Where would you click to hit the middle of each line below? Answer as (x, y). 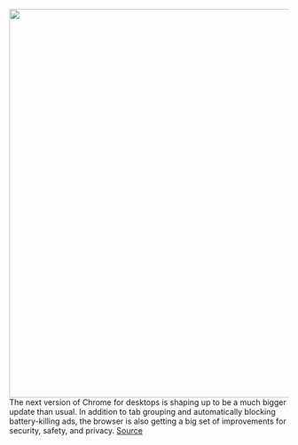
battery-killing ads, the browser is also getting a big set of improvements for (148, 421)
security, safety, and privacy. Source (76, 430)
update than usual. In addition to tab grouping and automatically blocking (143, 412)
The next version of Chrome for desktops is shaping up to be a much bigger (148, 402)
